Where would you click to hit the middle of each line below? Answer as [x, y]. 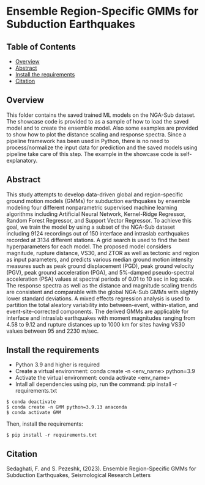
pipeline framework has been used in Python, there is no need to [88, 141]
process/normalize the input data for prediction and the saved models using [102, 147]
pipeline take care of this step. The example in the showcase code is [93, 154]
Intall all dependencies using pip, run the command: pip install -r [96, 384]
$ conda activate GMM [34, 413]
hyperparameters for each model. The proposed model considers [89, 246]
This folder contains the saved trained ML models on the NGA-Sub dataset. [101, 115]
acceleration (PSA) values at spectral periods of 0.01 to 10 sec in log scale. [100, 279]
